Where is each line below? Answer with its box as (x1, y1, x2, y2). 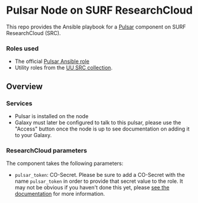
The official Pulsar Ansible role (14, 58, 90, 65)
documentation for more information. (14, 191, 106, 198)
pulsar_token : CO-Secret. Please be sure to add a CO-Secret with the (14, 172, 185, 179)
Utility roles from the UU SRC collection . (14, 64, 113, 71)
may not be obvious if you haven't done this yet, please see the (14, 184, 170, 191)
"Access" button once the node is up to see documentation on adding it (14, 125, 190, 132)
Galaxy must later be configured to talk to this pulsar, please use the (14, 119, 181, 126)
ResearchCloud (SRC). (6, 29, 61, 36)
